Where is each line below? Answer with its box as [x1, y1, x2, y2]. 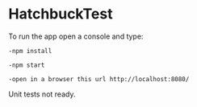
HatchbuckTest [8, 5, 113, 23]
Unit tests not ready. [8, 89, 76, 99]
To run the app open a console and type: [8, 31, 144, 41]
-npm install [8, 47, 52, 55]
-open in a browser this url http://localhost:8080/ [8, 75, 190, 83]
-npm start [8, 61, 45, 69]
